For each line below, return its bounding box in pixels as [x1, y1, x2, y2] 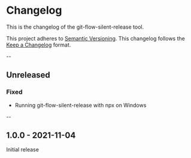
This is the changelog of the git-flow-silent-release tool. [6, 23, 144, 30]
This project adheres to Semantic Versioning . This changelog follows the [6, 35, 186, 42]
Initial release [6, 146, 39, 153]
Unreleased [6, 70, 51, 80]
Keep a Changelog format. [6, 41, 71, 48]
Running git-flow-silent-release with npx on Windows [14, 101, 147, 109]
